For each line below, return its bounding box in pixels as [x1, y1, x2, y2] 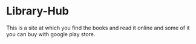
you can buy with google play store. [6, 30, 96, 37]
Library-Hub [6, 4, 70, 18]
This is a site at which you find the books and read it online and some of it [6, 24, 190, 31]
